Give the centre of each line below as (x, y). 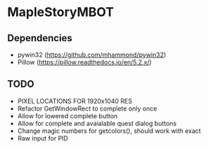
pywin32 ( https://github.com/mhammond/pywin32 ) (92, 55)
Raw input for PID (43, 138)
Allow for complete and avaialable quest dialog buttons (97, 123)
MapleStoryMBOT (61, 12)
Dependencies (40, 38)
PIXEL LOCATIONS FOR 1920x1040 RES (74, 101)
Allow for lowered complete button (67, 115)
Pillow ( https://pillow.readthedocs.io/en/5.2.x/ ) (85, 62)
